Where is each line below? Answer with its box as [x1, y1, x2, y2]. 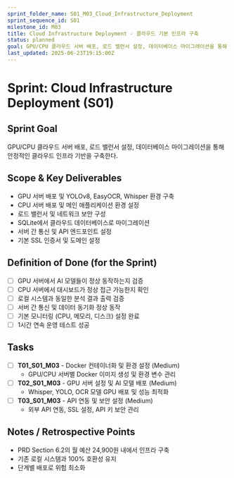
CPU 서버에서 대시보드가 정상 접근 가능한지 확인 [17, 285, 149, 293]
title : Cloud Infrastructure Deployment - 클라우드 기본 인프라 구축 [7, 30, 199, 37]
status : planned [7, 37, 55, 44]
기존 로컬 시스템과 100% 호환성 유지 [17, 454, 117, 462]
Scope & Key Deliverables [7, 172, 122, 184]
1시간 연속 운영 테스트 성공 [17, 320, 90, 329]
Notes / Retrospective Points [7, 426, 136, 438]
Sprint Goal [7, 123, 58, 135]
